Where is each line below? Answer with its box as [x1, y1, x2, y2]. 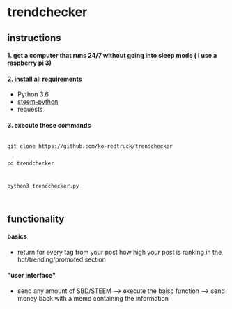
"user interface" [7, 271, 56, 280]
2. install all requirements [7, 75, 82, 83]
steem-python [17, 98, 59, 106]
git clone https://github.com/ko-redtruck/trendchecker [7, 142, 173, 150]
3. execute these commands [7, 121, 91, 129]
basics [7, 232, 27, 241]
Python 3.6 [17, 90, 49, 98]
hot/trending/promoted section [17, 255, 106, 264]
